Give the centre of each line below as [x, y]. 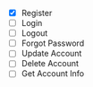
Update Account [51, 54]
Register [37, 13]
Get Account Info [53, 74]
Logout [34, 33]
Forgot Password [53, 43]
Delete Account [50, 64]
